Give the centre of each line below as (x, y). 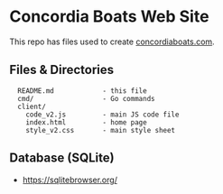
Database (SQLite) (62, 158)
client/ (32, 106)
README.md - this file (82, 91)
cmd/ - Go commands (86, 98)
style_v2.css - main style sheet (101, 130)
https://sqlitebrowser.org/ (70, 180)
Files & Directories (62, 70)
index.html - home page (86, 122)
